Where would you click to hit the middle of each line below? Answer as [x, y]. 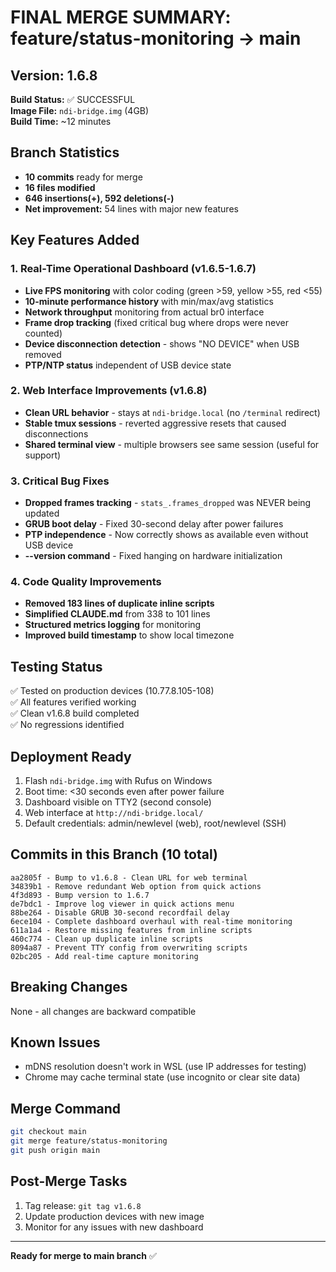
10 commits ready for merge [83, 177]
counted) [43, 333]
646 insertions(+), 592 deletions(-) [99, 198]
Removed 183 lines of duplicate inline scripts [119, 603]
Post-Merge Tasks [69, 1181]
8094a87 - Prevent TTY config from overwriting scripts [129, 947]
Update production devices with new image [114, 1216]
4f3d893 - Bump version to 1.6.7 [80, 895]
